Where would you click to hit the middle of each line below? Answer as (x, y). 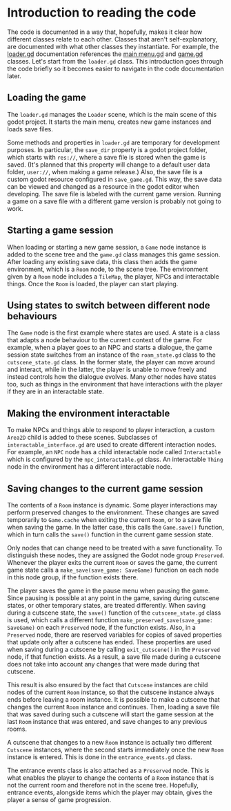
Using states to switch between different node (109, 305)
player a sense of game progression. (59, 800)
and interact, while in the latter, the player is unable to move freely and (107, 370)
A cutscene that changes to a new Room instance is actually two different (110, 742)
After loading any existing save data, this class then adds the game (102, 261)
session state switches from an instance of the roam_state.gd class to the (111, 355)
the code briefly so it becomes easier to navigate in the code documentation (115, 68)
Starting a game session (60, 231)
